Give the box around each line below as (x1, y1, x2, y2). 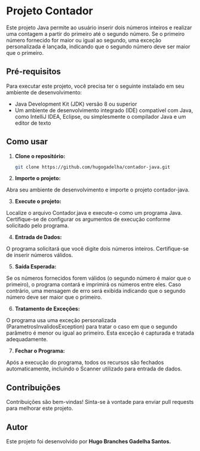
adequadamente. (6, 336, 48, 343)
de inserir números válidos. (6, 252, 73, 259)
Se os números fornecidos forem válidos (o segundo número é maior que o (6, 274, 191, 282)
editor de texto (14, 119, 51, 126)
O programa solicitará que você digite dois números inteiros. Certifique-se (6, 245, 189, 252)
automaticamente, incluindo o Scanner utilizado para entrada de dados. (6, 365, 182, 372)
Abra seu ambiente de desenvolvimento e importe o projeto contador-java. (6, 186, 190, 193)
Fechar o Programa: (14, 347, 66, 354)
